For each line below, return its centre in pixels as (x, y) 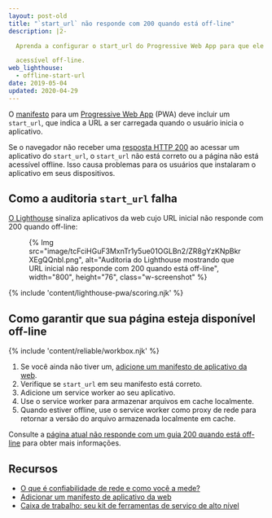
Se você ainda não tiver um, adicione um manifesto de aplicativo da (134, 367)
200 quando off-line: (43, 227)
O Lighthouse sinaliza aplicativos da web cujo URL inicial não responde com (136, 218)
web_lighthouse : (36, 68)
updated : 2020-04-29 (44, 90)
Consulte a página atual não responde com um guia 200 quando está (125, 435)
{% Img (42, 243)
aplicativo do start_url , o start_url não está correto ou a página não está (134, 156)
